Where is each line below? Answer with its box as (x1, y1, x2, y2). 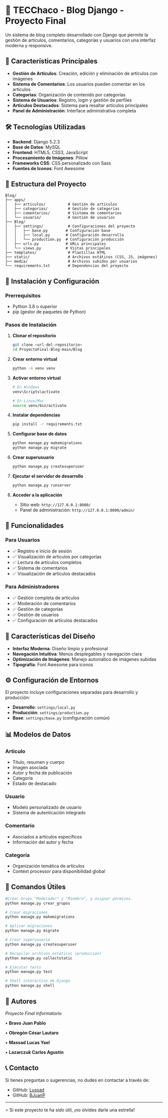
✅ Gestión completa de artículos (12, 595, 79, 601)
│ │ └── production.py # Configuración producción (5, 237, 124, 242)
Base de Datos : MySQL (12, 144, 61, 150)
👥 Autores (5, 997, 37, 1006)
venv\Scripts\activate (12, 389, 60, 394)
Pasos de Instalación (5, 321, 56, 328)
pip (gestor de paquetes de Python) (12, 309, 86, 315)
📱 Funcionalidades (5, 521, 64, 530)
